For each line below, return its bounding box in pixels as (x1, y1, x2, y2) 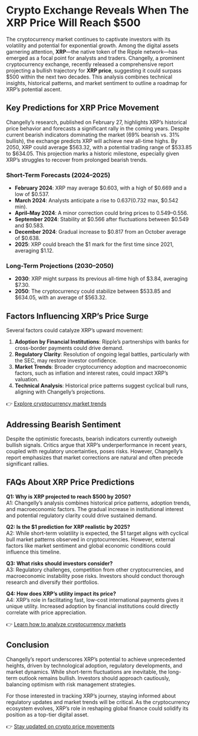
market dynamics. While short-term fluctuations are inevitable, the (6, 668, 167, 675)
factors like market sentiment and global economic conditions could (6, 542, 171, 549)
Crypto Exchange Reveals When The (6, 4, 189, 17)
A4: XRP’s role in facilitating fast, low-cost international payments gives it (6, 596, 184, 603)
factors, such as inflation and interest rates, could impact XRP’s (14, 369, 169, 377)
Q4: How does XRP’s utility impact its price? (6, 590, 116, 597)
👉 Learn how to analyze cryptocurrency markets (6, 620, 126, 627)
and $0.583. (14, 222, 45, 229)
